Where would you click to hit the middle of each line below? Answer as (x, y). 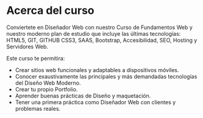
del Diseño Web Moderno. (48, 83)
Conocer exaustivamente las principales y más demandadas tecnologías (106, 76)
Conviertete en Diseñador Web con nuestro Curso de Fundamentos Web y (100, 27)
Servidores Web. (27, 47)
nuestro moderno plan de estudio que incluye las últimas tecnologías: (94, 33)
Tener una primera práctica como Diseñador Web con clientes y (95, 102)
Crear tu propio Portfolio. (46, 89)
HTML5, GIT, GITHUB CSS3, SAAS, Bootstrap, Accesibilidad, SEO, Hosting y (102, 40)
